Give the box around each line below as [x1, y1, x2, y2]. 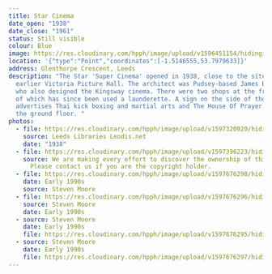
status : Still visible [8, 34, 85, 43]
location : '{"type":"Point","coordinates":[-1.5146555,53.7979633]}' [8, 58, 249, 66]
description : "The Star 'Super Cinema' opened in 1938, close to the [8, 72, 249, 80]
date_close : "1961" [8, 27, 74, 35]
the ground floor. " [15, 110, 85, 118]
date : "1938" [23, 139, 67, 148]
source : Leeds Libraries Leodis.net [23, 132, 147, 140]
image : [8, 49, 31, 58]
